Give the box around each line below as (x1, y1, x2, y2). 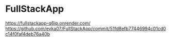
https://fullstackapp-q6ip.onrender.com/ (5, 20, 91, 26)
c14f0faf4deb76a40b (5, 31, 50, 37)
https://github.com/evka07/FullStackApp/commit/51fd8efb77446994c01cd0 (5, 25, 166, 31)
